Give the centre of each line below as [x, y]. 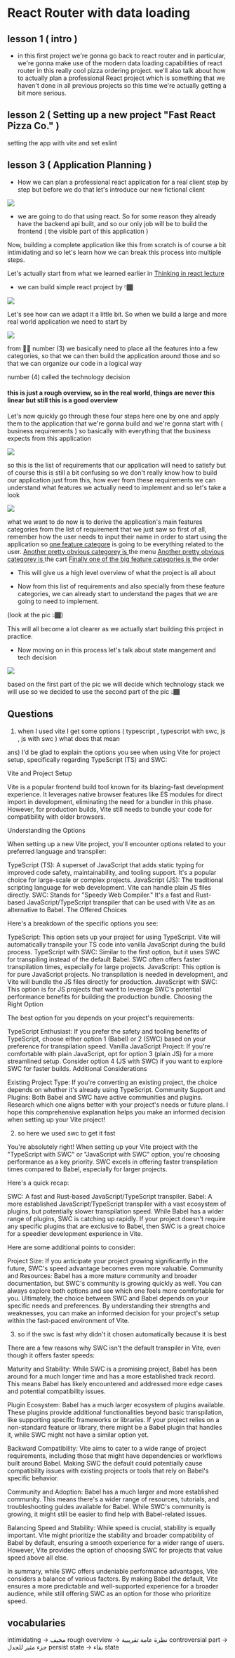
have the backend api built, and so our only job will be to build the [113, 223]
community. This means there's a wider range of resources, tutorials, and [113, 1499]
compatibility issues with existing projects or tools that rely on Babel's [108, 1471]
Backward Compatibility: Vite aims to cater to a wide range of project [107, 1448]
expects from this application [49, 438]
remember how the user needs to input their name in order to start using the [117, 537]
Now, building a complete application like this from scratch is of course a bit [117, 244]
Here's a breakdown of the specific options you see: [83, 923]
